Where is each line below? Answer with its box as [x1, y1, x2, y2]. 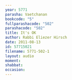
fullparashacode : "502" [5, 21, 54, 26]
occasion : [5, 68, 26, 73]
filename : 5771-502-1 [5, 49, 50, 54]
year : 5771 [5, 7, 28, 12]
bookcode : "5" [5, 16, 35, 21]
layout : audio [5, 53, 35, 59]
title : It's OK [5, 30, 36, 35]
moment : [5, 58, 21, 63]
